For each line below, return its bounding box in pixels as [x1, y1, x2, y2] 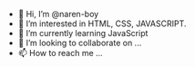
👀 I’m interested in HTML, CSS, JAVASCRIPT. [17, 18, 187, 29]
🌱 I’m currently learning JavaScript [17, 28, 149, 38]
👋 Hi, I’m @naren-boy [17, 9, 99, 19]
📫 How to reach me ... [17, 48, 103, 58]
